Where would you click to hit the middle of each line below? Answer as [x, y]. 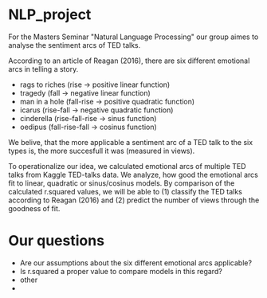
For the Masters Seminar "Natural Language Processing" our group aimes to [133, 37]
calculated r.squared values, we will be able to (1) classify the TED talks [126, 191]
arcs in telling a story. [43, 69]
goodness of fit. [34, 208]
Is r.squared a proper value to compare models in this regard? [121, 271]
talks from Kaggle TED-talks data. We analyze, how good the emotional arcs [133, 174]
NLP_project [50, 15]
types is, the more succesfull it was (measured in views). [102, 151]
